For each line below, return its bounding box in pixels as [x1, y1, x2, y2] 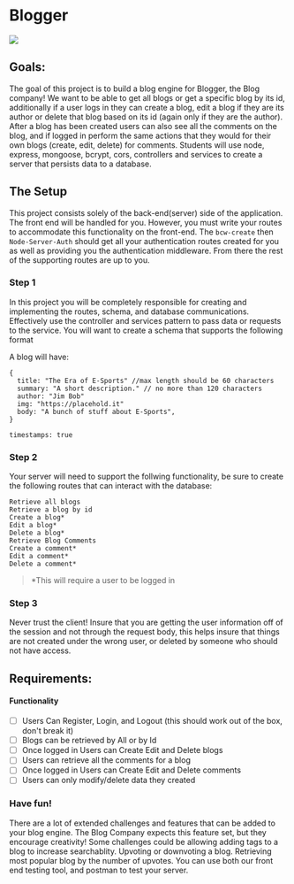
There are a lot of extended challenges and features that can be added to [9, 818, 276, 828]
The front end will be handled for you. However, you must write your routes [9, 217, 283, 227]
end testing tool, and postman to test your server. [9, 865, 189, 875]
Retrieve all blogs [9, 497, 81, 507]
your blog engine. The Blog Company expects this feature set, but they [9, 826, 267, 837]
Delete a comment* [9, 559, 77, 569]
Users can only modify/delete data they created [21, 775, 196, 786]
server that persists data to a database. [9, 158, 152, 169]
